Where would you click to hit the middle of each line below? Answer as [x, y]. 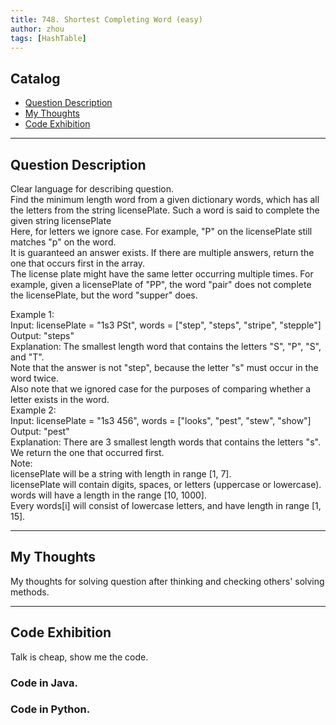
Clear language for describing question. [92, 189]
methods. [30, 592]
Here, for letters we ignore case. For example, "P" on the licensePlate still [161, 231]
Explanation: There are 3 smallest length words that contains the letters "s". [165, 442]
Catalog [35, 78]
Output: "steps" [42, 335]
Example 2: [33, 410]
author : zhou [37, 29]
